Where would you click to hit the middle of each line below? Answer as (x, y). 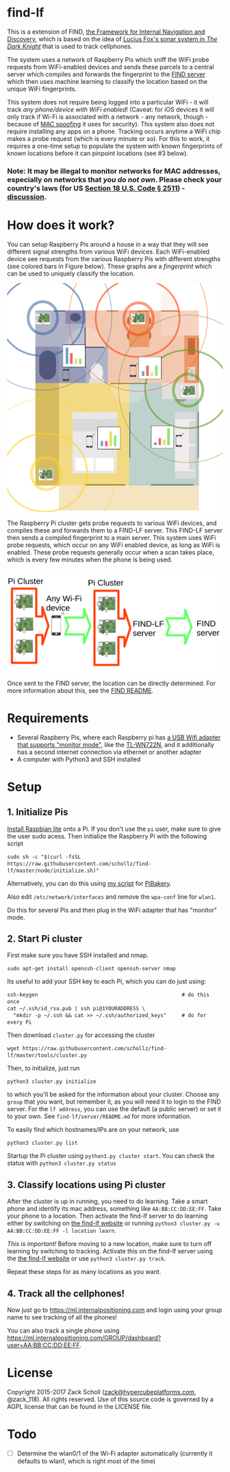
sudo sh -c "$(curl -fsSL (44, 857)
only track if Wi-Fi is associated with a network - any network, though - (108, 116)
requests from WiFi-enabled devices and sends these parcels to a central (111, 67)
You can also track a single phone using (63, 1330)
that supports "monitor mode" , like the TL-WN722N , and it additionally (115, 744)
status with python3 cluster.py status (62, 1163)
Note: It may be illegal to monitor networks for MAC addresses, (114, 171)
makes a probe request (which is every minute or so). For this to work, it (108, 138)
